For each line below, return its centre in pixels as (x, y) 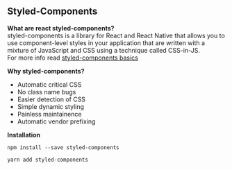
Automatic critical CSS (49, 84)
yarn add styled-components (48, 160)
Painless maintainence (49, 114)
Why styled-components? (46, 71)
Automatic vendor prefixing (56, 121)
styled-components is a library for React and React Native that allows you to (116, 35)
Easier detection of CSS (51, 99)
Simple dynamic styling (51, 106)
